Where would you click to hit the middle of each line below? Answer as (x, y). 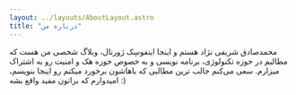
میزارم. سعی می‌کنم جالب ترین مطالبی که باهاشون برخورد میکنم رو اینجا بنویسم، (144, 70)
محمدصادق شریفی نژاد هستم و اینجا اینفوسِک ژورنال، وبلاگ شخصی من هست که (144, 51)
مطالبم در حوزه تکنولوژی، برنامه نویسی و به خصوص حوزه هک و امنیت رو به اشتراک (149, 61)
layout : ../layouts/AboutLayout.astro (82, 17)
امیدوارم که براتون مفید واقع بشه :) (68, 80)
